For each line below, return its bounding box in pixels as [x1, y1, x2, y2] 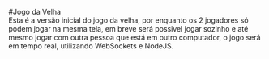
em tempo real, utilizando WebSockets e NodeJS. [8, 41, 174, 51]
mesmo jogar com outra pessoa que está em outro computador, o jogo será [8, 32, 261, 42]
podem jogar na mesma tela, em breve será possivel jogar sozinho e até [8, 24, 249, 33]
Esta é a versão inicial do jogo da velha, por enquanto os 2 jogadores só [8, 15, 249, 25]
